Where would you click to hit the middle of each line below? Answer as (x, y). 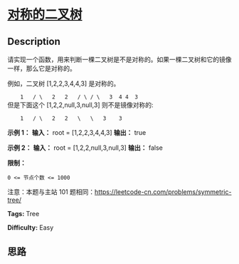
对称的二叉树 (45, 15)
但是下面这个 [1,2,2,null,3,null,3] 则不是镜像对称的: (80, 105)
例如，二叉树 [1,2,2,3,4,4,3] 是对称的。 (64, 83)
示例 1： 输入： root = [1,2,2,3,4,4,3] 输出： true (77, 132)
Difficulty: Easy (31, 228)
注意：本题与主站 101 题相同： (51, 192)
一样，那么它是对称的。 (42, 68)
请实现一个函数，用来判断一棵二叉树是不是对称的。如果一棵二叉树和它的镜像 (119, 59)
